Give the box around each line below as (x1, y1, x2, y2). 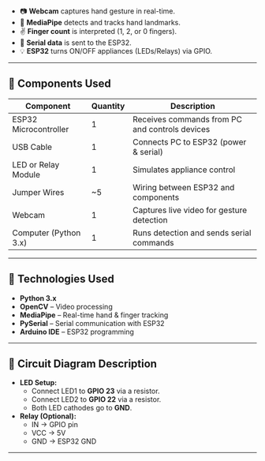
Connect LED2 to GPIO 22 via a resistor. (31, 395, 162, 404)
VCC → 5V (31, 429, 66, 438)
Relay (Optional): (19, 411, 77, 421)
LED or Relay (12, 159, 60, 170)
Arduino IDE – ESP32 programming (19, 327, 134, 336)
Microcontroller (12, 123, 69, 134)
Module (12, 169, 41, 180)
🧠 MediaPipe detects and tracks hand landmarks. (19, 18, 181, 27)
